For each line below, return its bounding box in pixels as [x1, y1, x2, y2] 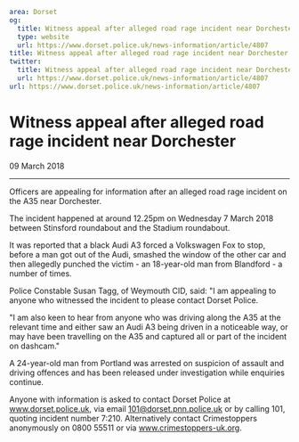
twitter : [9, 57, 42, 66]
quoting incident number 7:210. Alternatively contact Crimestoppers [9, 413, 258, 423]
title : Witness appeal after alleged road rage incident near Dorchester [9, 49, 289, 58]
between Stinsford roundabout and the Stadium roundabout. [9, 222, 230, 233]
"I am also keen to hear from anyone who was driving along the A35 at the [9, 312, 282, 323]
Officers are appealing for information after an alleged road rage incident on [9, 186, 287, 197]
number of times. [9, 267, 73, 279]
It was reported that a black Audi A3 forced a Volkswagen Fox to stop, [9, 240, 266, 250]
